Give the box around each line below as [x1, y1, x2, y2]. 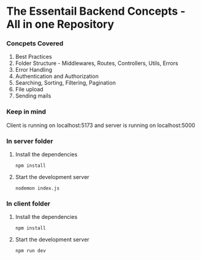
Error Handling [15, 66, 53, 74]
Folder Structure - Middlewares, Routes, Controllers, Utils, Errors [15, 59, 179, 67]
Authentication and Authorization [15, 72, 99, 80]
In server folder [6, 137, 53, 145]
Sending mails [15, 92, 51, 99]
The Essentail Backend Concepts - [6, 4, 186, 18]
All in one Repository [6, 17, 115, 31]
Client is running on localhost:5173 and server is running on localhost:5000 [6, 121, 195, 129]
